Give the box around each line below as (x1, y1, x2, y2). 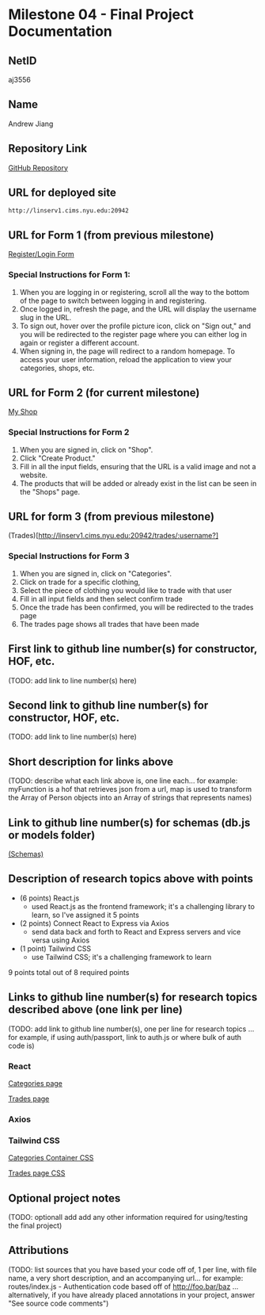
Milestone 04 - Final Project (8, 6, 194, 24)
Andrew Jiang (8, 119, 54, 128)
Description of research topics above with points (8, 872, 254, 885)
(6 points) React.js (19, 893, 80, 903)
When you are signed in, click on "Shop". (19, 445, 153, 454)
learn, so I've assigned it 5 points (31, 910, 140, 919)
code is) (8, 1041, 35, 1050)
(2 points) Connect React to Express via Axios (19, 918, 170, 928)
